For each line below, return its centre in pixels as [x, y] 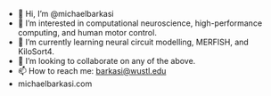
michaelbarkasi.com [55, 84]
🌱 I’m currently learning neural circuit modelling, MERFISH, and [133, 42]
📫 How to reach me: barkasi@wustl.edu [92, 71]
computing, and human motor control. [87, 32]
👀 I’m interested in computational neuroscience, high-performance [140, 23]
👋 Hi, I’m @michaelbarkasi [66, 14]
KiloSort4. [36, 52]
